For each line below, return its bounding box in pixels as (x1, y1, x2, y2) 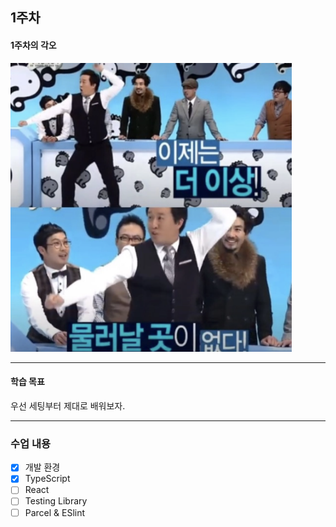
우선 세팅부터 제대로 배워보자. (10, 399, 126, 412)
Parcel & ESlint (24, 506, 86, 518)
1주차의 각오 (10, 39, 57, 51)
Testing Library (24, 495, 88, 507)
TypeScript (24, 473, 71, 485)
